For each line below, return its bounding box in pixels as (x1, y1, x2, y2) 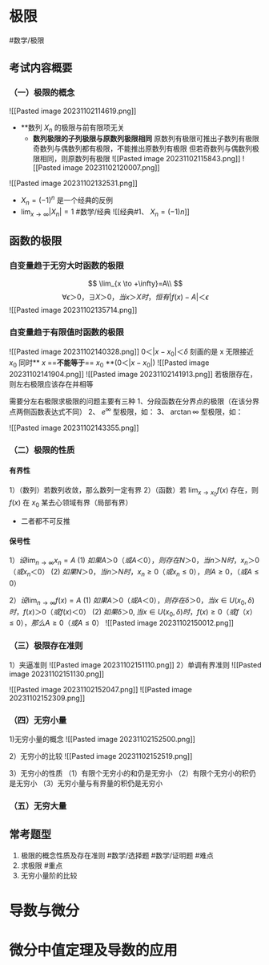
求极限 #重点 (20, 860, 63, 870)
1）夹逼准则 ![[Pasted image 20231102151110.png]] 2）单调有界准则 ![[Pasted (9, 659, 262, 670)
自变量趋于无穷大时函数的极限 (9, 260, 125, 271)
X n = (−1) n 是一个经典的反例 (20, 194, 113, 207)
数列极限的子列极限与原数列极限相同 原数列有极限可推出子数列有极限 (32, 134, 259, 144)
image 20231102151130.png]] (9, 669, 105, 679)
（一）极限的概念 (9, 87, 75, 99)
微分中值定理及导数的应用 (9, 942, 179, 959)
